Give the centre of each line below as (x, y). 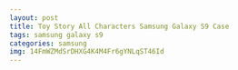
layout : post (34, 18)
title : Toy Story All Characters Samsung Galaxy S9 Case (119, 26)
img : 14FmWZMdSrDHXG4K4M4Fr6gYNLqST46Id (87, 52)
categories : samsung (49, 43)
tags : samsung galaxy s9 (56, 35)
